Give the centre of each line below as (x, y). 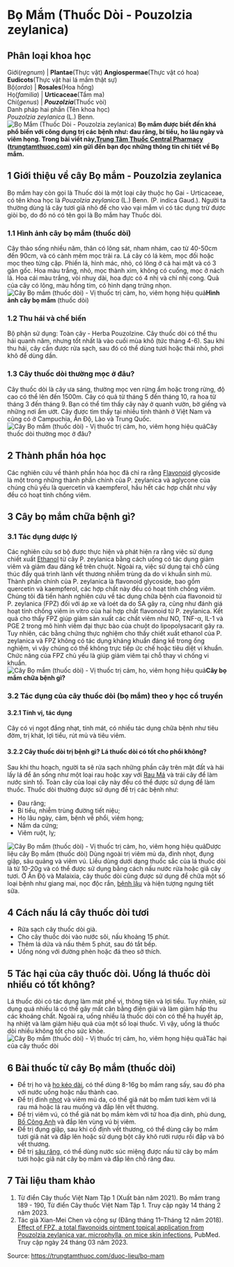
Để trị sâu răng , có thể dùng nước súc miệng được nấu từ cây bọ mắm (118, 1151)
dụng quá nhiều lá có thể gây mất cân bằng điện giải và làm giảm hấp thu (112, 1009)
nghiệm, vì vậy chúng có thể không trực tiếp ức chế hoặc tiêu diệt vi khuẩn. (116, 648)
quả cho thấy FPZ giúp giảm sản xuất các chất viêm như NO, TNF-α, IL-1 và (115, 619)
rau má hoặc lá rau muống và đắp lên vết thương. (88, 1106)
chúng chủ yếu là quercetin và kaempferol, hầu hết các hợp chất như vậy (112, 487)
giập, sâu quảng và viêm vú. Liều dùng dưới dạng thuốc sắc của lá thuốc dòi (117, 861)
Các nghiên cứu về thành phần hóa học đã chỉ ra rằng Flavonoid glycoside (114, 472)
